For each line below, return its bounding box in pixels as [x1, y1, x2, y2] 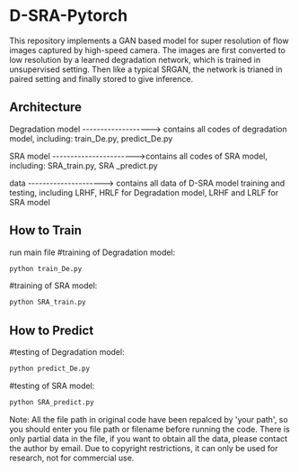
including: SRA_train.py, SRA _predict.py [9, 159, 159, 171]
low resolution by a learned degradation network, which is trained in [9, 54, 261, 65]
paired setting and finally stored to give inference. [9, 73, 194, 84]
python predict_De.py [9, 364, 91, 374]
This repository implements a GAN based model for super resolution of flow [9, 35, 289, 46]
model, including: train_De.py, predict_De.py [9, 132, 173, 144]
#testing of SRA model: [9, 380, 95, 391]
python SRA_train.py [9, 298, 87, 307]
